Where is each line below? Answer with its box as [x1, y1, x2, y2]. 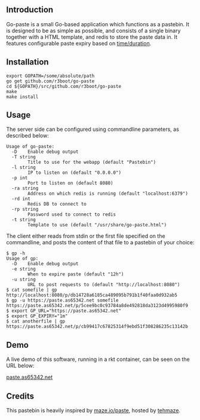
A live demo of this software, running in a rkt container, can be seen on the [6, 355, 190, 363]
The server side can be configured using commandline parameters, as [6, 125, 179, 133]
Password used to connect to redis [27, 211, 116, 217]
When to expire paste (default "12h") [27, 271, 124, 277]
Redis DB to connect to [27, 201, 87, 207]
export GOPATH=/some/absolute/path [6, 73, 95, 79]
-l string [11, 164, 36, 171]
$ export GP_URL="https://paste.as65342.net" [6, 308, 121, 314]
